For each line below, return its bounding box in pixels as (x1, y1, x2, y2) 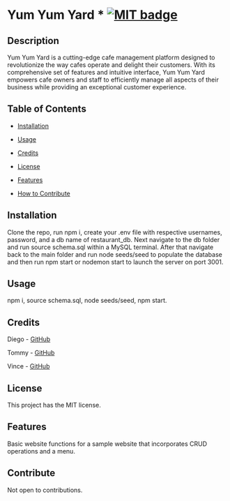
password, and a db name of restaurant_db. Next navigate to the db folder (7, 235, 220, 244)
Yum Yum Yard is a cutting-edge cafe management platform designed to (7, 53, 215, 61)
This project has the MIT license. (7, 401, 101, 410)
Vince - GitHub (7, 362, 50, 371)
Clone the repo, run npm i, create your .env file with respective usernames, (7, 227, 222, 237)
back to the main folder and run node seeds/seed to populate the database (7, 250, 223, 258)
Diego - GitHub (7, 335, 51, 343)
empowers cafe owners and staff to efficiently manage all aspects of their (7, 75, 220, 84)
